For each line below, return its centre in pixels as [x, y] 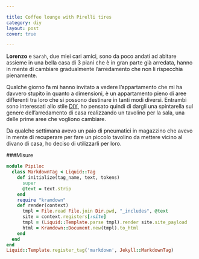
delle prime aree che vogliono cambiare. [56, 119]
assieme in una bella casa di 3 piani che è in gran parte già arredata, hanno [99, 63]
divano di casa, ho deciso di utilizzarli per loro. [64, 144]
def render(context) [43, 205]
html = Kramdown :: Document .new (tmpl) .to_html [80, 228]
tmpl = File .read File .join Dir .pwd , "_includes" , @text [95, 211]
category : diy [24, 23]
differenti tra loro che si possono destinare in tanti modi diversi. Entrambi [96, 100]
